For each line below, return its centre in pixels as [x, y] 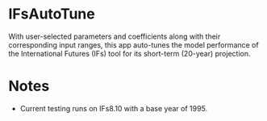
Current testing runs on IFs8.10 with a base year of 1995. [114, 108]
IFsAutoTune [52, 14]
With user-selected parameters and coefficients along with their [115, 36]
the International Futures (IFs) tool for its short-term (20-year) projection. [129, 53]
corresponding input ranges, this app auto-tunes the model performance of [134, 44]
